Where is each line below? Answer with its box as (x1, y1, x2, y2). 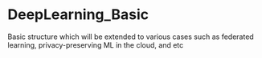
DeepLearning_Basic (7, 6, 149, 24)
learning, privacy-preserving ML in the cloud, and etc (7, 40, 184, 49)
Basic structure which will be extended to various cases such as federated (7, 32, 254, 41)
